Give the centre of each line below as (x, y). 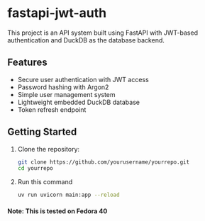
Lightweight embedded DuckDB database (79, 102)
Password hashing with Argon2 (63, 87)
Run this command (45, 182)
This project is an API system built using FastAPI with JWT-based (103, 33)
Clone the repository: (49, 149)
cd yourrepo (35, 169)
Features (27, 63)
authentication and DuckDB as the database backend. (86, 40)
